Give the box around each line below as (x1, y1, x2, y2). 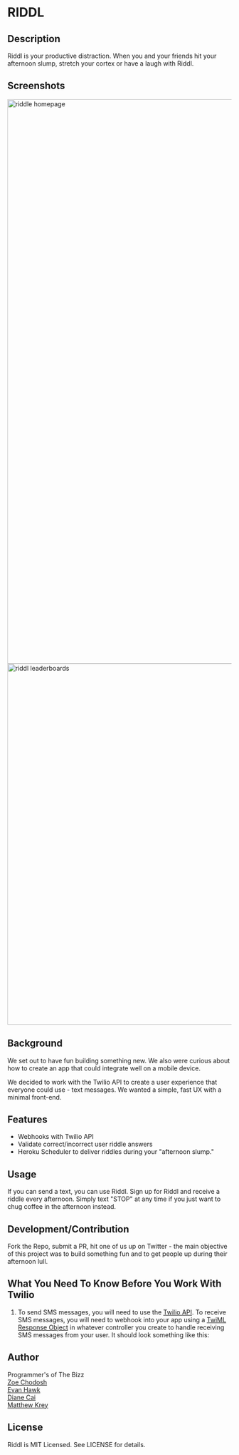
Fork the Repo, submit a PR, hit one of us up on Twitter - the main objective (7, 1242, 228, 1251)
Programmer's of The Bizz (7, 1370, 85, 1379)
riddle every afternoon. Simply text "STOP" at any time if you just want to (7, 1195, 221, 1203)
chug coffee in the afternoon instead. (7, 1202, 116, 1211)
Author (7, 1352, 39, 1364)
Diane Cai (7, 1393, 36, 1401)
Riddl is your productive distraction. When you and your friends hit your (7, 51, 217, 60)
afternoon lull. (7, 1257, 48, 1266)
